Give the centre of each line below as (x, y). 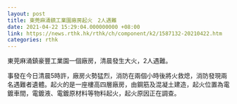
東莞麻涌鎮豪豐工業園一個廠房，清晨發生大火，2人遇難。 (90, 61)
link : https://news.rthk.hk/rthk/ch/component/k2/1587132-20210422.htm (115, 33)
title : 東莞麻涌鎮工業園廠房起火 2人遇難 (62, 20)
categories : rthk (33, 40)
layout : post (26, 14)
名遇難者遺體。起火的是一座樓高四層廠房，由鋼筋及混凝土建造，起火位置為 (115, 84)
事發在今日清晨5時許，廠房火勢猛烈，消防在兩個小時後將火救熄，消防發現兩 (117, 76)
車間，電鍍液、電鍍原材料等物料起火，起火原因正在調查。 (97, 93)
